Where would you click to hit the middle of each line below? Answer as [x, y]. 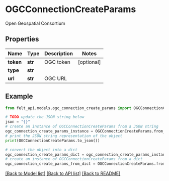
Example [19, 96]
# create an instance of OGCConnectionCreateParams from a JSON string [82, 127]
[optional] [89, 62]
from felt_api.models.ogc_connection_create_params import [68, 108]
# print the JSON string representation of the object [64, 136]
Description [59, 53]
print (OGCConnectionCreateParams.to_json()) [53, 141]
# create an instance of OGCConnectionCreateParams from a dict [74, 159]
